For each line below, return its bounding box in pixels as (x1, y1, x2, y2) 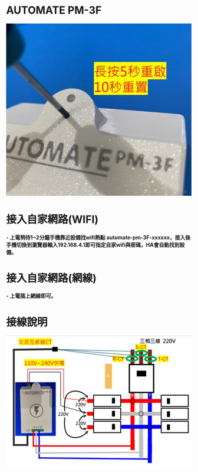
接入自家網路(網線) (6, 271, 97, 285)
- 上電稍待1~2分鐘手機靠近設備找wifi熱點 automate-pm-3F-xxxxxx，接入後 (6, 234, 190, 241)
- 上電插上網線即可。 (6, 292, 57, 299)
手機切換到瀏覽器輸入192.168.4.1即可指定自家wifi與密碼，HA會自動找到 (6, 241, 180, 248)
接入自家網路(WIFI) (6, 212, 99, 226)
